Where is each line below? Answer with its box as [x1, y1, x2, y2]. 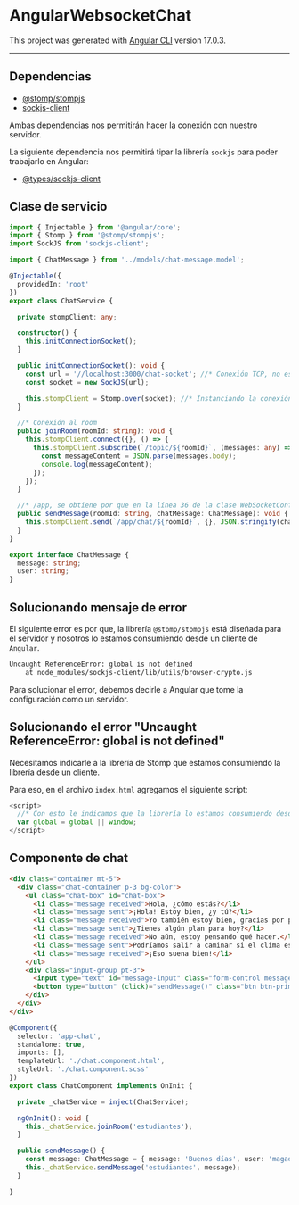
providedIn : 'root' [17, 279, 90, 288]
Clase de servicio [9, 199, 108, 214]
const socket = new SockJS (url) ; [25, 378, 149, 386]
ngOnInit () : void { [17, 1113, 90, 1123]
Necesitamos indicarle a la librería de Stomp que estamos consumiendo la [9, 757, 281, 768]
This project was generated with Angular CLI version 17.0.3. [9, 35, 227, 46]
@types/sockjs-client [21, 173, 101, 184]
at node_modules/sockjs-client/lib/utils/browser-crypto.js [25, 668, 253, 677]
